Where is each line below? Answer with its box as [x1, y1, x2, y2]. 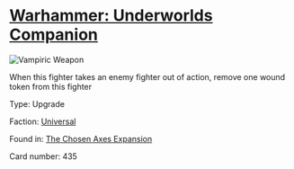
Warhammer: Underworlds [9, 5, 213, 26]
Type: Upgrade [9, 98, 66, 109]
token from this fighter [9, 81, 93, 92]
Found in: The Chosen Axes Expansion [9, 133, 153, 144]
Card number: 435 [9, 150, 78, 162]
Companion [9, 24, 99, 45]
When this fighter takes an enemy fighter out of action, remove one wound [9, 71, 286, 82]
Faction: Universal [9, 116, 76, 127]
